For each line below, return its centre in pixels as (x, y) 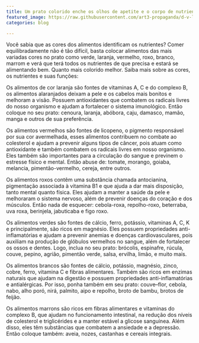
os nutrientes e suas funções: (42, 76)
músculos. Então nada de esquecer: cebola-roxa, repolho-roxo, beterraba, (97, 205)
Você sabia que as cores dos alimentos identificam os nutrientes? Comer (95, 44)
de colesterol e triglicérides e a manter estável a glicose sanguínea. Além (95, 321)
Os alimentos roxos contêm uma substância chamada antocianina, (87, 180)
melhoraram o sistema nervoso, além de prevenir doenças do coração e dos (99, 198)
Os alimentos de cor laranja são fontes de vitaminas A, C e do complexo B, (97, 88)
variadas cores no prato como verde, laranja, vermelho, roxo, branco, (91, 57)
